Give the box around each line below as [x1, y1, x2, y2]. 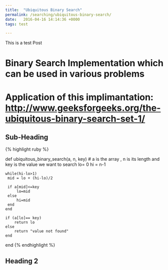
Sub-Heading [5, 133, 48, 142]
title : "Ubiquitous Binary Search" [5, 7, 82, 13]
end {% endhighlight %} [5, 242, 55, 248]
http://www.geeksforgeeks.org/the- [5, 102, 161, 114]
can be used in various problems [5, 68, 145, 80]
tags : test [5, 21, 28, 27]
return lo [14, 220, 35, 225]
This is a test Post [5, 40, 42, 46]
